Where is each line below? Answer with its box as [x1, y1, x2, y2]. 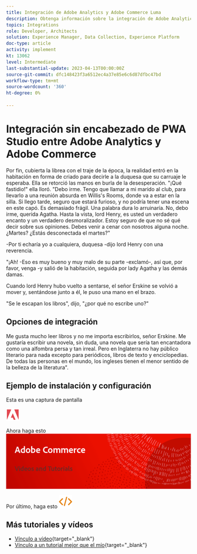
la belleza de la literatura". [6, 363, 69, 371]
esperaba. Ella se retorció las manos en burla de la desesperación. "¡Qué [6, 179, 182, 186]
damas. [6, 271, 24, 278]
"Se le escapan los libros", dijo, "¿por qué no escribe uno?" [6, 300, 149, 307]
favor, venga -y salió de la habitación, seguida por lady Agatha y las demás [6, 265, 188, 272]
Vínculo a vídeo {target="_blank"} [14, 535, 95, 542]
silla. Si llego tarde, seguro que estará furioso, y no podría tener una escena [6, 198, 189, 205]
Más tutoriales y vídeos [6, 519, 94, 529]
